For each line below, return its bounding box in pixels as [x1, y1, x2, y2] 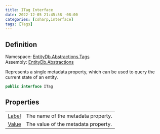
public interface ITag [5, 84, 53, 89]
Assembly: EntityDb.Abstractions [5, 59, 74, 65]
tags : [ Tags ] [5, 21, 33, 27]
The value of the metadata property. [26, 120, 112, 127]
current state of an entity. [5, 74, 58, 80]
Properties [5, 98, 39, 107]
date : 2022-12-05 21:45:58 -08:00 [5, 12, 78, 17]
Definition [5, 40, 37, 49]
